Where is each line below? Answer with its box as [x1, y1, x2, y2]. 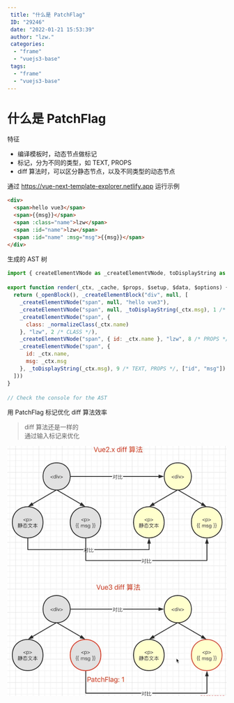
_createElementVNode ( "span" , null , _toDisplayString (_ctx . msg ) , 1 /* [19, 306, 226, 313]
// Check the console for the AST [7, 394, 108, 401]
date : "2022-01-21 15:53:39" [10, 26, 95, 33]
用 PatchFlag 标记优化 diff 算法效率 [7, 408, 108, 417]
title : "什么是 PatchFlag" [10, 11, 86, 18]
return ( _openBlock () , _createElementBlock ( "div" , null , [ [13, 292, 189, 299]
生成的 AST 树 [7, 255, 47, 263]
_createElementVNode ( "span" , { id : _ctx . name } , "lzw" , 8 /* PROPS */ [19, 336, 229, 343]
